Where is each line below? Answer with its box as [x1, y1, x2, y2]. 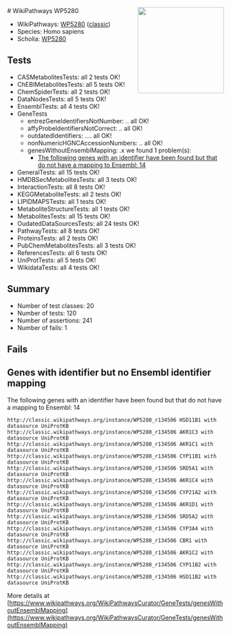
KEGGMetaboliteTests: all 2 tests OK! [16, 189, 122, 198]
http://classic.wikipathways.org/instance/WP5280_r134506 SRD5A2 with [7, 513, 214, 520]
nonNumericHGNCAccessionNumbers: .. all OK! [27, 139, 163, 147]
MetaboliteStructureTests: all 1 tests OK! [16, 205, 130, 213]
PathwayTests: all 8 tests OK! [16, 227, 100, 235]
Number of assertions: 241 [16, 316, 93, 325]
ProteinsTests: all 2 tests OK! [16, 234, 98, 242]
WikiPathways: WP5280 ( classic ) [16, 20, 111, 28]
